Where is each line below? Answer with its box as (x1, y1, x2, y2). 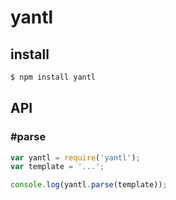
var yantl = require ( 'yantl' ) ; (10, 152, 141, 163)
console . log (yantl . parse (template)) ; (10, 180, 168, 190)
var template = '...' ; (10, 162, 105, 172)
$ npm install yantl (10, 72, 97, 82)
